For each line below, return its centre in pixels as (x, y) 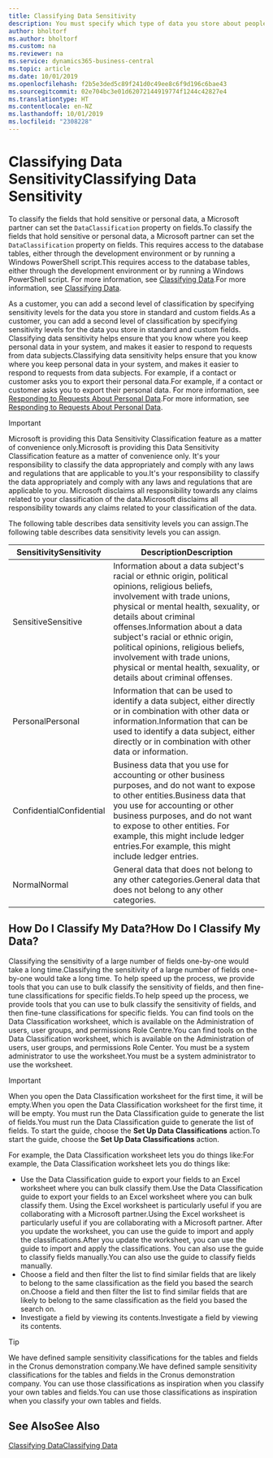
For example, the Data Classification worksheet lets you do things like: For (131, 1155)
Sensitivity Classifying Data (102, 179)
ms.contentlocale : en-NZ (50, 106)
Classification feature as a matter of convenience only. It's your (115, 456)
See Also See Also (54, 1426)
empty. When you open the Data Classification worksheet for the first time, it (135, 1105)
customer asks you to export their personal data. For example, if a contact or (136, 381)
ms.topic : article (39, 69)
